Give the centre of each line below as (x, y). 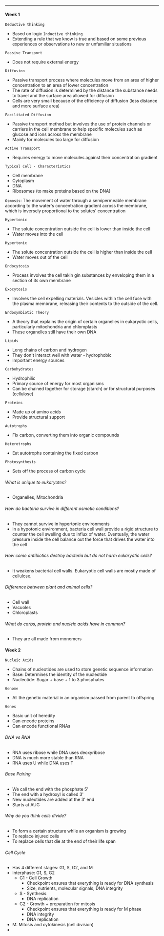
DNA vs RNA (18, 737)
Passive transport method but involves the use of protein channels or (82, 124)
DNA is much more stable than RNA (48, 757)
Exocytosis (16, 289)
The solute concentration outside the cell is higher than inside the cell (82, 252)
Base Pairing (18, 774)
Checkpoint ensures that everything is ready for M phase (84, 909)
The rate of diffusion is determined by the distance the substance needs (85, 90)
